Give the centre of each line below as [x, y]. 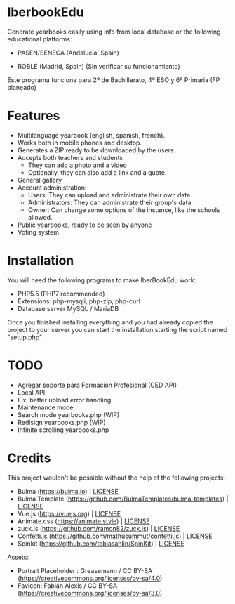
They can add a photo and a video [78, 165]
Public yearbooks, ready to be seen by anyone [85, 225]
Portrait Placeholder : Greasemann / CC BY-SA [85, 570]
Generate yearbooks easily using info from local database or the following [114, 32]
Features [34, 116]
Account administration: [52, 188]
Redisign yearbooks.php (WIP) [62, 422]
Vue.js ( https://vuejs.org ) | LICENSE [69, 513]
